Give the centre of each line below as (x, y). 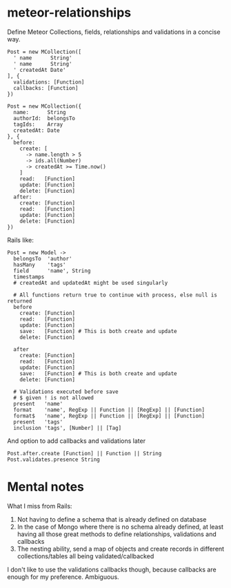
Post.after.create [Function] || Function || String (84, 453)
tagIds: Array (38, 124)
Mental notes (46, 487)
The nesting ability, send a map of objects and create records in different (121, 549)
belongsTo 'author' (43, 258)
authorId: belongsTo (44, 118)
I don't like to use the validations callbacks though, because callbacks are (112, 569)
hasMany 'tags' (40, 265)
